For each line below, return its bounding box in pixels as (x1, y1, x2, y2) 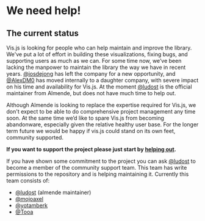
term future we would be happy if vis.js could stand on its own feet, (6, 128, 176, 134)
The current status (6, 28, 79, 38)
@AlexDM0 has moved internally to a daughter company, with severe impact (6, 77, 199, 84)
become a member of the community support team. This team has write (6, 164, 187, 171)
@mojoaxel (15, 195, 44, 202)
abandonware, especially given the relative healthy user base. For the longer (6, 121, 199, 128)
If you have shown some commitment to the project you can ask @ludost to (6, 158, 196, 165)
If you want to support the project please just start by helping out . (6, 146, 176, 153)
